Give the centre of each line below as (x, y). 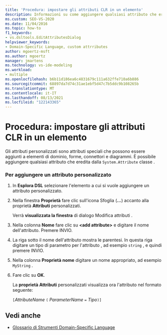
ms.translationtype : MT (30, 88)
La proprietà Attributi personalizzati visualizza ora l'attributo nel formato (87, 285)
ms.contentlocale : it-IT (31, 93)
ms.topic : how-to (23, 28)
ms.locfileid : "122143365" (33, 103)
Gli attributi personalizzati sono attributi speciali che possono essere (75, 151)
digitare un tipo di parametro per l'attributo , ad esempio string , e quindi (87, 245)
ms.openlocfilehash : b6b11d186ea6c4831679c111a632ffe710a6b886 (72, 79)
